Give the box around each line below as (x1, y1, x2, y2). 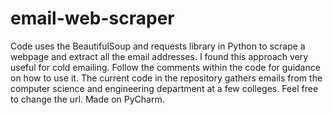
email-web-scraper (10, 7, 175, 30)
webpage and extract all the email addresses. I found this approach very (10, 50, 309, 62)
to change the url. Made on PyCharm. (10, 93, 165, 105)
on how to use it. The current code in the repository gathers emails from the (10, 72, 323, 84)
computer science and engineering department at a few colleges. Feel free (10, 82, 319, 94)
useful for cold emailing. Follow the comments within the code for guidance (10, 61, 321, 73)
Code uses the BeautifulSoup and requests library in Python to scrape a (10, 40, 306, 52)
